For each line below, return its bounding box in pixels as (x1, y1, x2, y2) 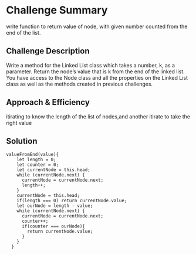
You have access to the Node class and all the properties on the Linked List (6, 74, 188, 81)
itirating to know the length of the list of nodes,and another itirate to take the (6, 113, 191, 120)
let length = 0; (16, 157, 57, 163)
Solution (6, 136, 38, 146)
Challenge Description (6, 46, 90, 56)
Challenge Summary (6, 4, 108, 17)
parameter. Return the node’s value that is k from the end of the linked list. (6, 68, 185, 75)
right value (6, 119, 32, 126)
